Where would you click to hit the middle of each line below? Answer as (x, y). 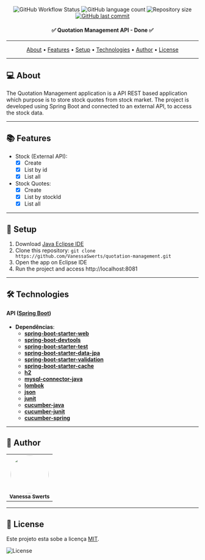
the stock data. (25, 113)
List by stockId (43, 197)
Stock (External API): (41, 156)
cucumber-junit (45, 411)
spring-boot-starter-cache (59, 366)
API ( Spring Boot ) (29, 313)
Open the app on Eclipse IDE (51, 263)
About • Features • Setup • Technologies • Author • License (103, 50)
